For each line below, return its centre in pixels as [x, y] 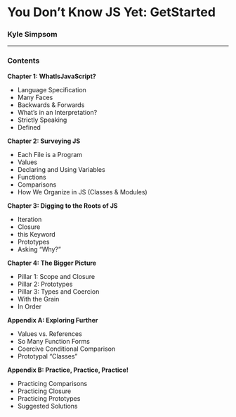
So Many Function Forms [53, 341]
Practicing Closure [44, 391]
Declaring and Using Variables [61, 169]
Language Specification [52, 89]
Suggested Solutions [47, 406]
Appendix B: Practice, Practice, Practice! [68, 370]
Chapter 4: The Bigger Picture [52, 263]
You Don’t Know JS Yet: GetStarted [112, 12]
